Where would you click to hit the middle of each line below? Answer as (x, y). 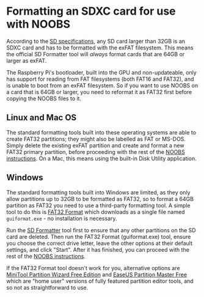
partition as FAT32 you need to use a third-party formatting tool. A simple (98, 205)
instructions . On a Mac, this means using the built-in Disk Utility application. (101, 158)
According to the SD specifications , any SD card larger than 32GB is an (96, 41)
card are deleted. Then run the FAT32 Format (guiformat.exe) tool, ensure (99, 237)
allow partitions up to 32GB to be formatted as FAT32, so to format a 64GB (100, 199)
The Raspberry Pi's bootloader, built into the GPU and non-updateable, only (101, 72)
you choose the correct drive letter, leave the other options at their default (100, 243)
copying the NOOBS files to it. (44, 98)
